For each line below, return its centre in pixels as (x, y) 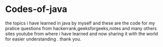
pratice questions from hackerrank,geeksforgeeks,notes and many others (81, 28)
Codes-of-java (36, 9)
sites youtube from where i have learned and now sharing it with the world (82, 33)
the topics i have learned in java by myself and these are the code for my (80, 23)
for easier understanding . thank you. (43, 39)
